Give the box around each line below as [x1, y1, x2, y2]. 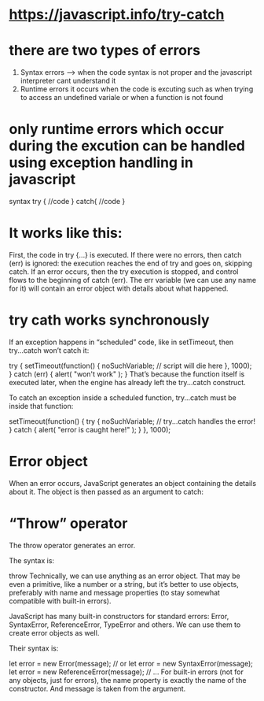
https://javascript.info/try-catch [9, 6, 225, 24]
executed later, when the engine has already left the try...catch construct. [9, 377, 246, 387]
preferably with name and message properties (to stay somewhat [9, 588, 221, 597]
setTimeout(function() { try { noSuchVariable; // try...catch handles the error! [9, 416, 256, 426]
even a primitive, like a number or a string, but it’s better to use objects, [9, 579, 239, 588]
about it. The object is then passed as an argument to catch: [9, 487, 203, 496]
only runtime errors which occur [9, 121, 225, 139]
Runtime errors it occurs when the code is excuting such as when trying [20, 84, 254, 94]
